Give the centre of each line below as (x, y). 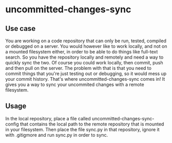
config (12, 124)
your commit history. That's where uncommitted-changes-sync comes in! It (85, 79)
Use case (21, 29)
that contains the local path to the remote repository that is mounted (92, 124)
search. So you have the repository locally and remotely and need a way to (84, 57)
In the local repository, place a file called (48, 118)
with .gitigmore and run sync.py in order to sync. (57, 135)
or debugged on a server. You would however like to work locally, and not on (86, 46)
